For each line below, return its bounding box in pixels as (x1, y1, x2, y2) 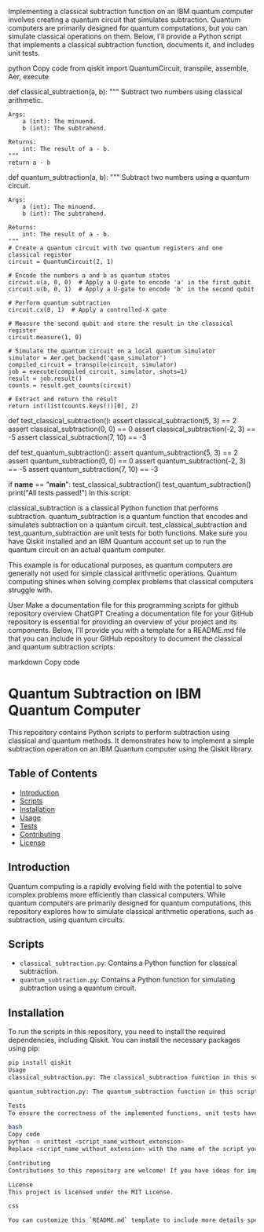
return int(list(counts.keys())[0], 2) (8, 402, 139, 410)
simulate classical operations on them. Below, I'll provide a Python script (8, 31, 242, 41)
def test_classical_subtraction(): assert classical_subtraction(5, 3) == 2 (8, 416, 237, 425)
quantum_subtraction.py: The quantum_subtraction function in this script (8, 1088, 258, 1095)
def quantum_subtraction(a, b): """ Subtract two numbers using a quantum (8, 173, 250, 181)
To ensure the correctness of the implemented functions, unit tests (8, 1109, 241, 1117)
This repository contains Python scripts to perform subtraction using (8, 727, 230, 737)
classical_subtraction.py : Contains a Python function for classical (19, 958, 237, 968)
